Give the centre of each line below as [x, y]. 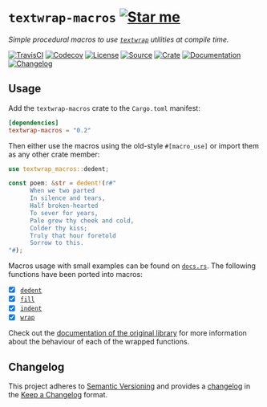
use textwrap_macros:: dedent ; [59, 169]
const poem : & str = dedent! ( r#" [62, 183]
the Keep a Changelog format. [58, 395]
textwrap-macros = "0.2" [50, 130]
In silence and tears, [67, 198]
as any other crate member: [54, 154]
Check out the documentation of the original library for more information [127, 333]
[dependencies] [34, 123]
